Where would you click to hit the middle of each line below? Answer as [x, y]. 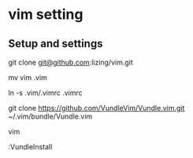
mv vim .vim [28, 77]
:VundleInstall [30, 147]
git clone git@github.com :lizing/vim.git [71, 62]
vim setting [46, 15]
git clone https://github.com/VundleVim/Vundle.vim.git [96, 108]
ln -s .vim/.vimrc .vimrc [45, 93]
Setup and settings [56, 44]
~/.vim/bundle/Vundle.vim [50, 116]
